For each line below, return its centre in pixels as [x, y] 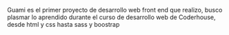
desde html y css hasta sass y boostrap [63, 24]
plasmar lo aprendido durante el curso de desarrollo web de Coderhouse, [111, 17]
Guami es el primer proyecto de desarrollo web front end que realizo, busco [115, 10]
